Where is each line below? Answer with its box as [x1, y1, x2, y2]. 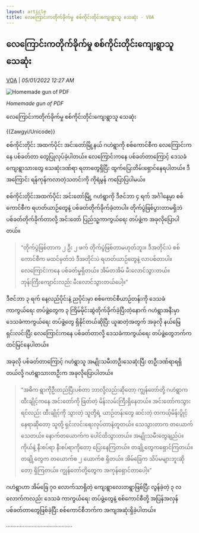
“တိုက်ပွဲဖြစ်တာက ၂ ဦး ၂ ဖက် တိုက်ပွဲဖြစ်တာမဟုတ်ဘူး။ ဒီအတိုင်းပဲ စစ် [20, 244, 180, 251]
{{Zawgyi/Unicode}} [6, 128, 55, 135]
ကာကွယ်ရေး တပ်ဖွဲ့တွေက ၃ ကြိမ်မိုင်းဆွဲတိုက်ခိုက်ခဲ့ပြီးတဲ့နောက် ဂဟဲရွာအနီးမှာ [6, 307, 180, 314]
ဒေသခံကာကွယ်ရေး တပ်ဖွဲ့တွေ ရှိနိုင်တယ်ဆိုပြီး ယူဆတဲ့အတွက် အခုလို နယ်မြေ [6, 318, 181, 326]
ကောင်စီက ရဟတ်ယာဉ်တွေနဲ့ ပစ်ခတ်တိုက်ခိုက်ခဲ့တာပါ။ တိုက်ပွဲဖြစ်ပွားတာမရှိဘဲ [6, 204, 183, 212]
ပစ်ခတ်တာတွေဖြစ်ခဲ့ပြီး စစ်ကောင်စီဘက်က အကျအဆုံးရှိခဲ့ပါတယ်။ [6, 506, 156, 514]
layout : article [6, 8, 46, 15]
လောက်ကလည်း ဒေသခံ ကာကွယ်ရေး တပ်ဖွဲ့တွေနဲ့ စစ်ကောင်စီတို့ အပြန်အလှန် [6, 495, 178, 502]
